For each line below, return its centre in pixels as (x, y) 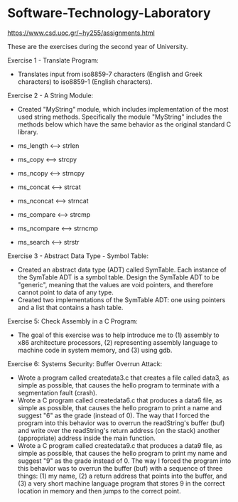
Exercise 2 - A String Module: (50, 95)
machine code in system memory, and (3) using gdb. (95, 350)
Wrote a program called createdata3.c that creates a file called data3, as (123, 378)
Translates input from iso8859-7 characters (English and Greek (110, 74)
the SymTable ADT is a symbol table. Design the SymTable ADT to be (118, 277)
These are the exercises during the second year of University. (98, 46)
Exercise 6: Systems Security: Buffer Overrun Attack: (85, 363)
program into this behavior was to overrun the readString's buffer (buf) (121, 423)
